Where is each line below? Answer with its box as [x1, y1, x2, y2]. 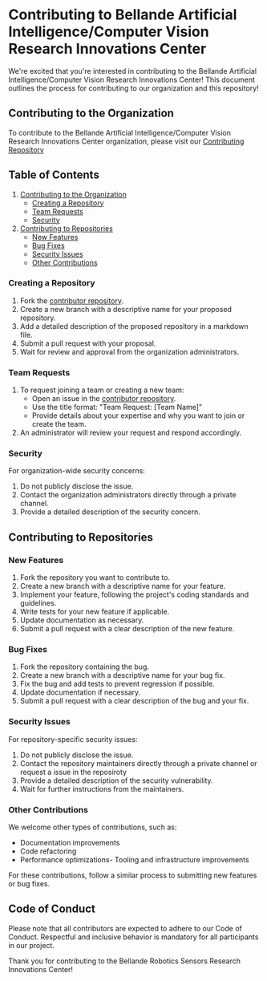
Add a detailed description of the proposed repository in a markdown [19, 321, 249, 330]
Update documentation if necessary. [19, 687, 141, 697]
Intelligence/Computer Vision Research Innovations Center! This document [8, 75, 255, 84]
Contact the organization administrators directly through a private [19, 490, 237, 500]
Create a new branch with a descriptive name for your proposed [19, 304, 233, 314]
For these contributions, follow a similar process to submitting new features [8, 870, 257, 880]
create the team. [31, 420, 87, 429]
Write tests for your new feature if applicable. [19, 607, 170, 617]
